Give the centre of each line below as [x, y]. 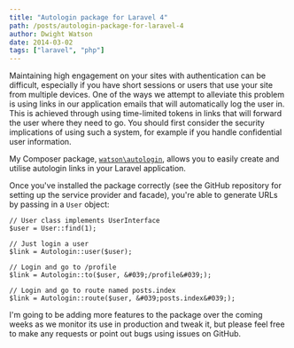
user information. [41, 142]
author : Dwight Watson [51, 34]
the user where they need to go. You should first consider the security [137, 123]
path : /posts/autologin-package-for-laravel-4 [97, 26]
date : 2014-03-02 [41, 42]
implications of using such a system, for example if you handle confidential [146, 132]
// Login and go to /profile [63, 267]
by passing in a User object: [59, 204]
